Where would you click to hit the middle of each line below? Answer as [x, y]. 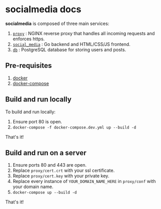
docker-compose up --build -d [45, 193]
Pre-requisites [29, 66]
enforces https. [29, 39]
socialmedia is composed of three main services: [57, 23]
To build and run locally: [31, 112]
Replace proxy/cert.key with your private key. [61, 176]
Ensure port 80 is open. [37, 121]
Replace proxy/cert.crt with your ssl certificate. [63, 171]
